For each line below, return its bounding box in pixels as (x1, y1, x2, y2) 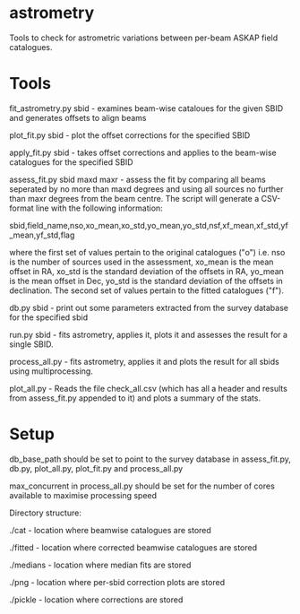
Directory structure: (9, 507, 82, 518)
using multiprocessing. (9, 366, 94, 376)
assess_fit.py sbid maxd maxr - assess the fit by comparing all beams (9, 174, 266, 185)
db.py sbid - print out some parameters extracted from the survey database (9, 302, 289, 313)
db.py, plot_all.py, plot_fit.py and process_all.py (9, 463, 184, 473)
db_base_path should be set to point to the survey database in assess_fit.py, (9, 454, 291, 464)
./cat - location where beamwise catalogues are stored (9, 524, 212, 535)
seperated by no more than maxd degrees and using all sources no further (9, 183, 284, 195)
